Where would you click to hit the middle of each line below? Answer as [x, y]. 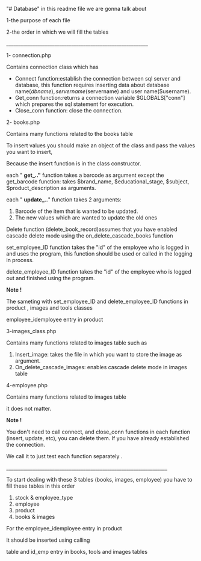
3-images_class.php [31, 331]
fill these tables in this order [41, 486]
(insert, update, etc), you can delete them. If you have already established [98, 438]
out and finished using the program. [51, 278]
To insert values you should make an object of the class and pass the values [101, 146]
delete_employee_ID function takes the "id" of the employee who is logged [99, 272]
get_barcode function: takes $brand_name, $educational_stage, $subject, [98, 182]
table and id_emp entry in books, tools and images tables [77, 552]
